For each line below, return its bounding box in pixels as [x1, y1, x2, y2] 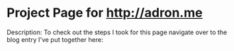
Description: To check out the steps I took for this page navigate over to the [6, 28, 228, 36]
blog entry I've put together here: [6, 35, 104, 43]
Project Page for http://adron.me [6, 5, 203, 21]
